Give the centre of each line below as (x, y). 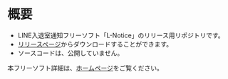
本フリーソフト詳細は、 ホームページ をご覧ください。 (85, 68)
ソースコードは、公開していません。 (71, 53)
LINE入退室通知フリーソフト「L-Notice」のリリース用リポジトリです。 (121, 35)
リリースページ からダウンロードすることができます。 (95, 44)
